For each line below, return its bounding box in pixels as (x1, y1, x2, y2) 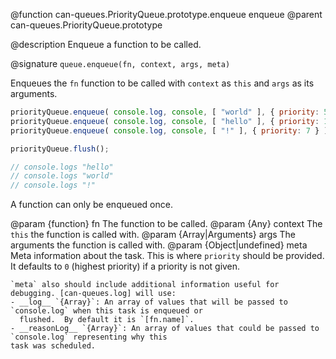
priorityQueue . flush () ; (10, 144, 110, 154)
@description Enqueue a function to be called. (10, 39, 202, 50)
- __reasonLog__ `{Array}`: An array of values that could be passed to (10, 324, 320, 334)
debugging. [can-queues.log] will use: (10, 289, 177, 299)
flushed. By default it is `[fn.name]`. (19, 315, 195, 325)
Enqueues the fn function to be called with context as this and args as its (10, 77, 315, 89)
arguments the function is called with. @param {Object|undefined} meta (10, 239, 308, 251)
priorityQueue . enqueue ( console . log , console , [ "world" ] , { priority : (10, 107, 320, 117)
